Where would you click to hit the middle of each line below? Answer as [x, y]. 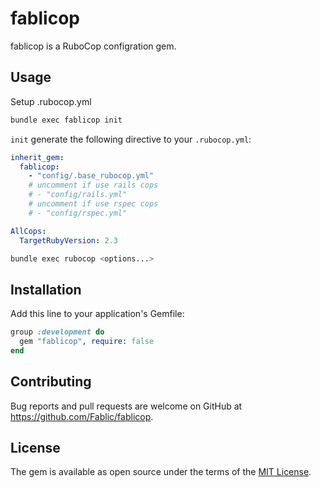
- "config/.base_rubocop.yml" [91, 176]
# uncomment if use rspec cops [93, 204]
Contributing [51, 382]
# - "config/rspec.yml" [78, 213]
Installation [46, 289]
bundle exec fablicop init [66, 120]
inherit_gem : [37, 157]
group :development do [57, 332]
